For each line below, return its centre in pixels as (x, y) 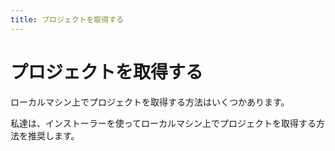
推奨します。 (53, 135)
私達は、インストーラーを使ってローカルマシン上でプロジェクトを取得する (163, 123)
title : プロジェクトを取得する (67, 19)
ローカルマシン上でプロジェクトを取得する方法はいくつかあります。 (150, 102)
